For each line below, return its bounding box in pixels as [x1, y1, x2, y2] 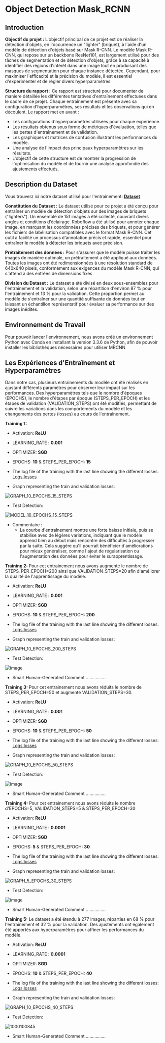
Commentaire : [12, 522, 43, 528]
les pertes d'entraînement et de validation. [12, 129, 99, 135]
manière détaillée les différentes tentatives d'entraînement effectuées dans [5, 93, 158, 99]
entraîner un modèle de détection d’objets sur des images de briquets [5, 208, 147, 214]
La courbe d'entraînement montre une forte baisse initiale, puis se [19, 527, 154, 533]
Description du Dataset [5, 180, 78, 189]
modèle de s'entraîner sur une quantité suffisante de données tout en [5, 296, 146, 301]
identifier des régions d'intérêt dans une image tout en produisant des [5, 63, 147, 68]
